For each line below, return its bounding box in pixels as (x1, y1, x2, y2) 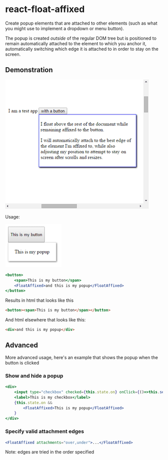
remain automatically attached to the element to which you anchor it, (5, 40, 146, 46)
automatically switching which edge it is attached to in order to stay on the (5, 46, 158, 52)
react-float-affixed (5, 4, 85, 15)
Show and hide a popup (5, 372, 63, 379)
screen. (5, 51, 21, 57)
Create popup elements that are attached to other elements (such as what (5, 20, 157, 26)
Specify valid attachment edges (5, 428, 84, 435)
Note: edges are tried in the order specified (5, 449, 94, 455)
